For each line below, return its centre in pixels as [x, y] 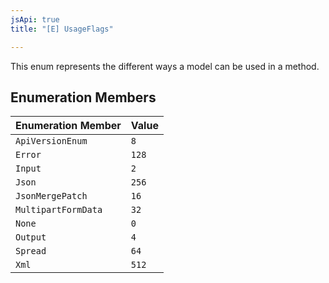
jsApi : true [35, 19]
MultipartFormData [59, 210]
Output [31, 237]
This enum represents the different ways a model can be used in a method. [165, 66]
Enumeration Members [83, 97]
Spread [31, 251]
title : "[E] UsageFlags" [62, 29]
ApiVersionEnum [51, 141]
